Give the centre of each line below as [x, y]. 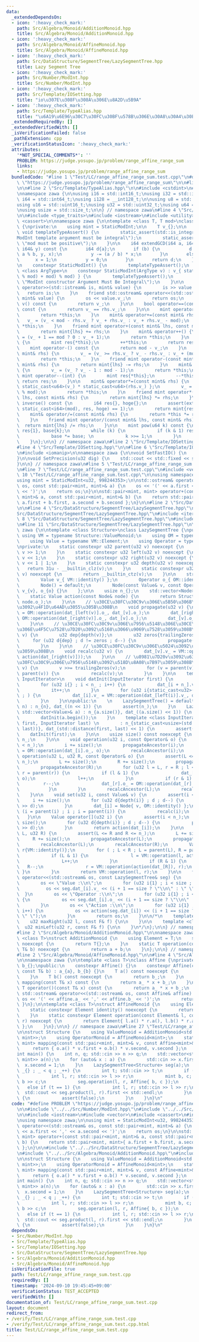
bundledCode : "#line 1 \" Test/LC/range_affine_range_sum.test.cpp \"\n [100, 177]
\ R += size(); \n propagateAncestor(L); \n [84, 839]
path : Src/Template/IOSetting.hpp [59, 94]
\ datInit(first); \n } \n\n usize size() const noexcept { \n [105, 734]
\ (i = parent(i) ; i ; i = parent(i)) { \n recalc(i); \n [103, 811]
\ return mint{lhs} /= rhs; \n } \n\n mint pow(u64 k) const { [103, 425]
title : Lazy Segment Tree [49, 67]
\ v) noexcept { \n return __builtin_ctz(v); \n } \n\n [97, 574]
